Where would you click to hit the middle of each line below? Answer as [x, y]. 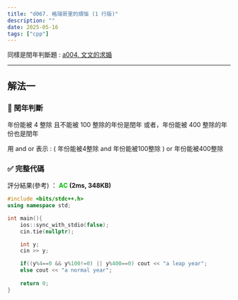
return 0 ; [35, 283]
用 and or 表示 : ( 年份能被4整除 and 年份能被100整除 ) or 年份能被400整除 [115, 148]
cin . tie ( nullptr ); [47, 231]
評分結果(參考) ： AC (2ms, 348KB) [59, 186]
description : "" [31, 21]
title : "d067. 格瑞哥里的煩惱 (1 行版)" [63, 14]
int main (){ [25, 218]
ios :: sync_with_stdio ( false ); [65, 225]
